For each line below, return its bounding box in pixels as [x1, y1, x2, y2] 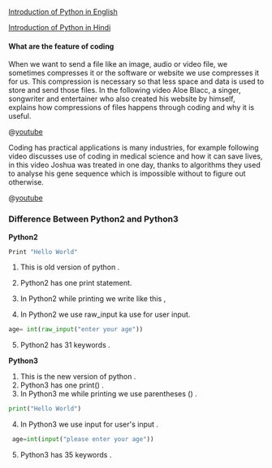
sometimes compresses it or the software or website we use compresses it [8, 68, 260, 78]
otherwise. [8, 177, 45, 187]
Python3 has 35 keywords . [19, 450, 112, 459]
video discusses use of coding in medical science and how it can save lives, [8, 151, 263, 161]
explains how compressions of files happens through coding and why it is [8, 103, 254, 112]
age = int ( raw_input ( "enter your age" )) [8, 326, 144, 334]
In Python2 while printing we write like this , [19, 294, 166, 304]
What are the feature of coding [8, 41, 114, 51]
